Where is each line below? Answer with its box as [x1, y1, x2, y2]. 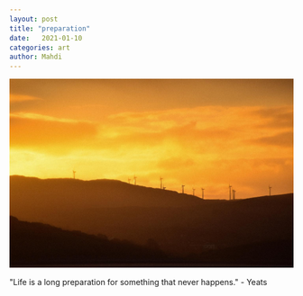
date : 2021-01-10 [9, 33, 83, 42]
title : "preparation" [9, 23, 91, 33]
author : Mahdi [9, 52, 63, 62]
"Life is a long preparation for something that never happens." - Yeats [9, 276, 268, 287]
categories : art [9, 43, 70, 52]
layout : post [9, 14, 59, 23]
